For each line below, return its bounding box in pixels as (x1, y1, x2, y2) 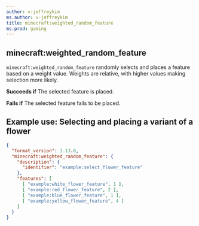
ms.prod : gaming (6, 25, 47, 32)
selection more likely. (6, 76, 59, 84)
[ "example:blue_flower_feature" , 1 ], (22, 192, 121, 198)
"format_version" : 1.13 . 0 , (11, 147, 79, 153)
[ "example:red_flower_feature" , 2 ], (22, 186, 119, 192)
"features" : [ (17, 176, 52, 182)
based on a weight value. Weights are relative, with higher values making (6, 70, 186, 77)
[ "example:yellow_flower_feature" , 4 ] (22, 198, 124, 204)
